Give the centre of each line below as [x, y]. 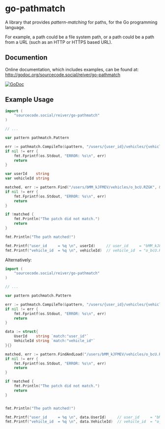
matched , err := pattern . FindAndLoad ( [45, 354]
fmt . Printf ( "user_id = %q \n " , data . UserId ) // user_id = [79, 417]
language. [15, 27]
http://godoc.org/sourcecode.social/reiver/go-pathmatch [63, 75]
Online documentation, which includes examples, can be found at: [72, 69]
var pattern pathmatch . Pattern [37, 138]
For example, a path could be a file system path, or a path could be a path [80, 37]
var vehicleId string [27, 178]
